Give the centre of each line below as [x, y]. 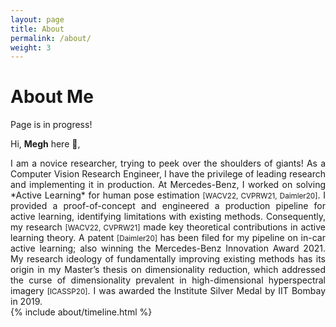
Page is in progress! [51, 125]
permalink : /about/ [51, 38]
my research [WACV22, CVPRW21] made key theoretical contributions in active [168, 227]
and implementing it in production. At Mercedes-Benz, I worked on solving [168, 185]
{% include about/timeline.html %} [81, 312]
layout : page [37, 19]
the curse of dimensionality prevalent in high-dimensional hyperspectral [168, 280]
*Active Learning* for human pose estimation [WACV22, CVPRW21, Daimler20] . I [168, 195]
